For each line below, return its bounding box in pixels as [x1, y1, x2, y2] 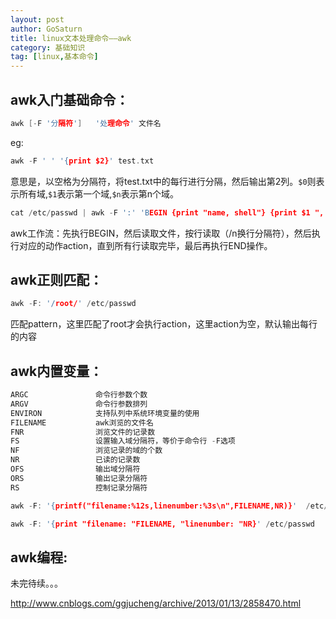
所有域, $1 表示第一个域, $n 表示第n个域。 [18, 187, 180, 200]
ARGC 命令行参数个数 [10, 390, 148, 400]
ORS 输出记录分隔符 [10, 473, 148, 483]
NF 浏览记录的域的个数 [10, 446, 163, 456]
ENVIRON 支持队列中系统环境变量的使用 [10, 408, 200, 418]
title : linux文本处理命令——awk [10, 33, 132, 43]
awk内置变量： [10, 362, 103, 380]
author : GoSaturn [10, 24, 83, 34]
